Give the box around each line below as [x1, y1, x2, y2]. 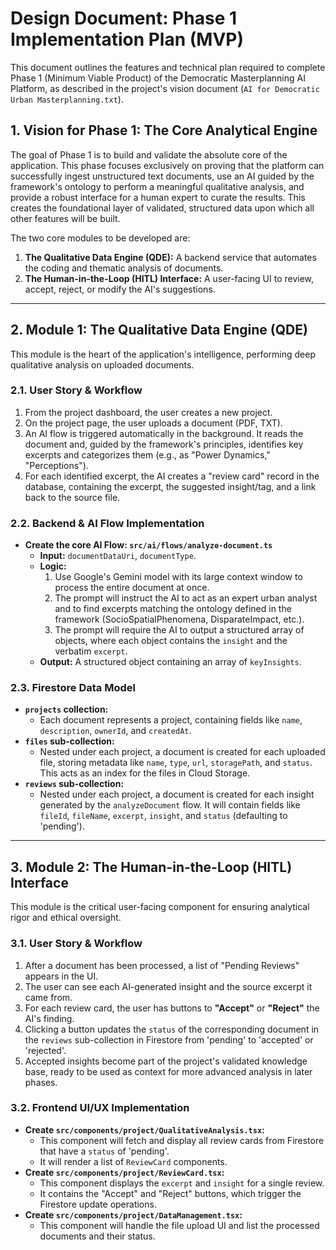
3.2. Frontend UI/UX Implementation [10, 1101, 190, 1115]
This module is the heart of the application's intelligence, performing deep [10, 348, 316, 360]
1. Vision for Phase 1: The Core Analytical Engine [10, 122, 318, 139]
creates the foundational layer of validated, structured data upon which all [10, 202, 315, 214]
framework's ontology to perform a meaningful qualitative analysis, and [10, 180, 305, 192]
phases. [24, 1076, 58, 1088]
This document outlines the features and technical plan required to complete [10, 61, 326, 73]
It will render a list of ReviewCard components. [39, 1155, 228, 1167]
